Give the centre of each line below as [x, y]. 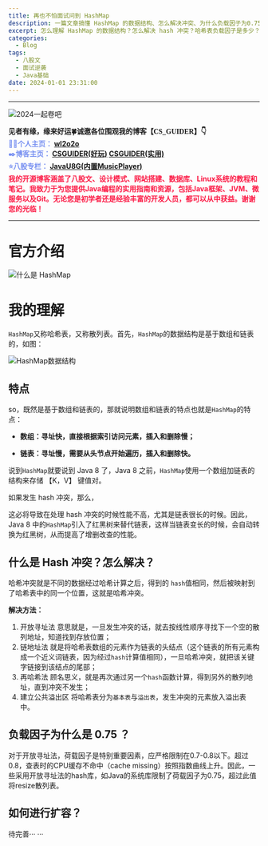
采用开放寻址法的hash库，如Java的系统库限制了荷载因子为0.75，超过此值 [136, 775]
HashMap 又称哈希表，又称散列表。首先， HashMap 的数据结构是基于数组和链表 [131, 334]
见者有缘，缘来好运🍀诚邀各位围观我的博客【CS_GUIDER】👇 [108, 132]
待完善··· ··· [26, 834]
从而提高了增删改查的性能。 [95, 535]
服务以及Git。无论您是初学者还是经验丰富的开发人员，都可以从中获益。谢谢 [132, 198]
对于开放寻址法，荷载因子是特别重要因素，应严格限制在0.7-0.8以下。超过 [128, 755]
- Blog [26, 46]
